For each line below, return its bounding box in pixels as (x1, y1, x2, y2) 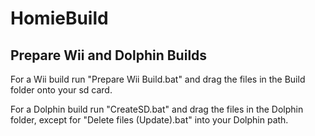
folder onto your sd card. (10, 84, 113, 96)
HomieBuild (10, 7, 109, 30)
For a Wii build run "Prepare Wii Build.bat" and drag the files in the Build (10, 73, 306, 85)
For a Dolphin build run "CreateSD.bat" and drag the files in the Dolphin (10, 103, 304, 115)
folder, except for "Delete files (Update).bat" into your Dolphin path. (10, 114, 289, 126)
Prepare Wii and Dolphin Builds (10, 47, 208, 64)
